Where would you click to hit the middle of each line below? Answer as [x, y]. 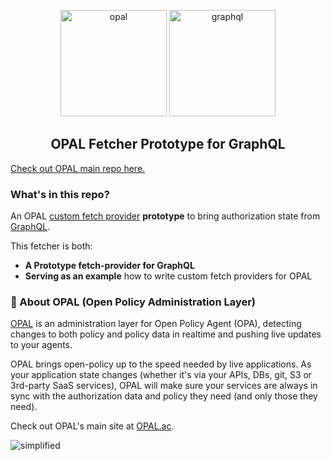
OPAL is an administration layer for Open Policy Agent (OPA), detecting [156, 324]
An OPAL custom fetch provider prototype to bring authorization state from [165, 216]
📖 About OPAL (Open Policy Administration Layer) [133, 302]
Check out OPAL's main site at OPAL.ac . [92, 426]
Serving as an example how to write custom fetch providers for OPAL [168, 276]
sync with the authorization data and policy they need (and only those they [164, 396]
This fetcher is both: [51, 246]
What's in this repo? [60, 194]
